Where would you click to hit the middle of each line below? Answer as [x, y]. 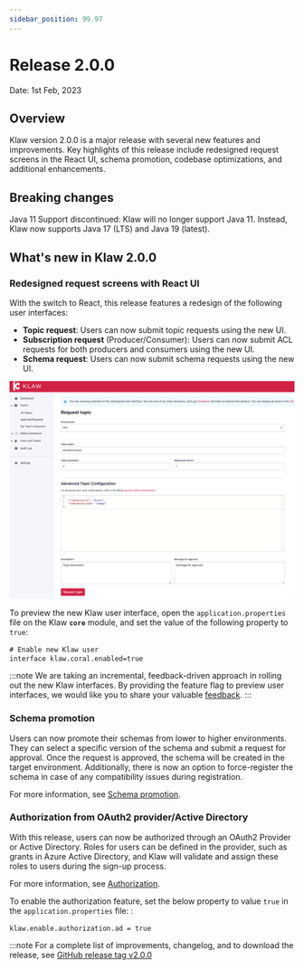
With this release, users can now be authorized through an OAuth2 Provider [150, 837]
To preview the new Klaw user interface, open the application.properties [148, 613]
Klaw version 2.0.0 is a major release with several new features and [135, 140]
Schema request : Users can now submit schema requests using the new [158, 358]
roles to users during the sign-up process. [88, 866]
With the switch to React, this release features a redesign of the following [146, 302]
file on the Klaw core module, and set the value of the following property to [149, 622]
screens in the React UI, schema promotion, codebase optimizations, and [146, 159]
